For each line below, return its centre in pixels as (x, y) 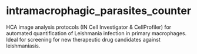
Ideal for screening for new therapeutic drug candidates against (83, 39)
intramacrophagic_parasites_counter (99, 11)
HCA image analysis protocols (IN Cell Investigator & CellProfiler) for (89, 27)
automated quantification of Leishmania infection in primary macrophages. (96, 33)
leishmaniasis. (23, 46)
